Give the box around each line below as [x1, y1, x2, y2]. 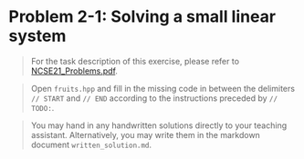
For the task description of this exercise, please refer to [30, 55, 239, 66]
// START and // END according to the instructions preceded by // [30, 93, 278, 104]
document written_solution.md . [30, 139, 152, 150]
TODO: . [30, 102, 55, 113]
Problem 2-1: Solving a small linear [8, 6, 276, 27]
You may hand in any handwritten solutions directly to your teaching [30, 120, 288, 131]
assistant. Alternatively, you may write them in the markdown [30, 129, 261, 140]
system [8, 25, 67, 46]
